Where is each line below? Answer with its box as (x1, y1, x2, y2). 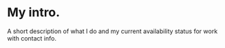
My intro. (7, 5, 61, 20)
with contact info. (7, 34, 57, 42)
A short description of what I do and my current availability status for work (7, 27, 218, 35)
